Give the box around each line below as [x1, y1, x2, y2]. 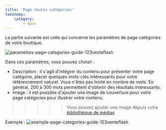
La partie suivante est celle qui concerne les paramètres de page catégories [5, 35, 161, 41]
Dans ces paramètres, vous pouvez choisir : [5, 59, 95, 65]
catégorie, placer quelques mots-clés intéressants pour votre [12, 74, 138, 80]
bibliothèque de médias [66, 110, 115, 116]
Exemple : [5, 119, 26, 125]
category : [14, 16, 35, 21]
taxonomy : [5, 12, 26, 17]
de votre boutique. [5, 40, 43, 46]
